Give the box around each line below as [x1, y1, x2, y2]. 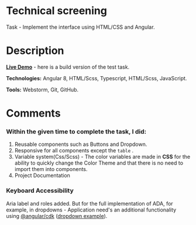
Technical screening [6, 4, 107, 18]
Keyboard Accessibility [6, 186, 74, 195]
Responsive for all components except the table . [14, 147, 134, 154]
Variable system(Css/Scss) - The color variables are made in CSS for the [14, 154, 191, 161]
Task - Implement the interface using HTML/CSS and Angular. [6, 23, 155, 30]
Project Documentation [14, 172, 70, 179]
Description [6, 44, 64, 57]
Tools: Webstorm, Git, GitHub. [6, 86, 79, 93]
